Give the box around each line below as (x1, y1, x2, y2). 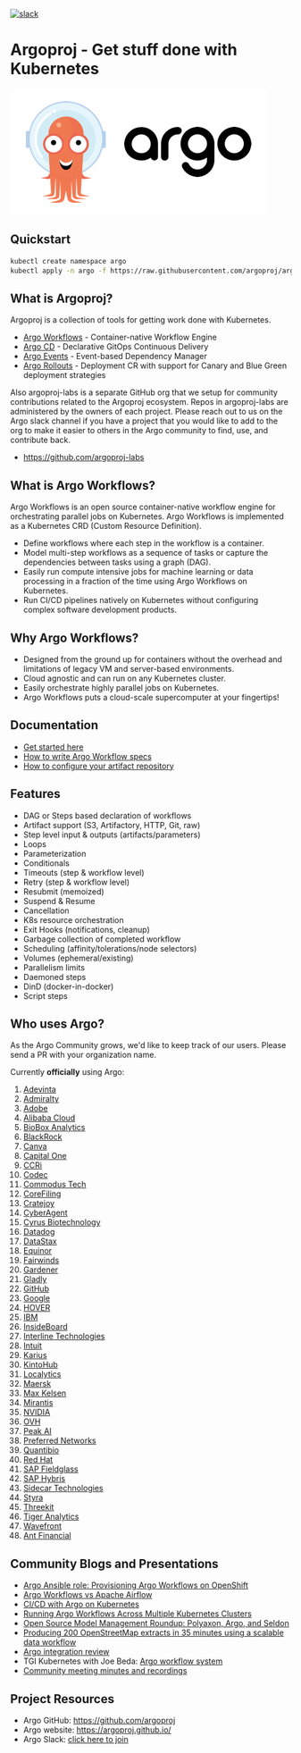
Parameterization (22, 848, 87, 859)
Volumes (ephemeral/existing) (22, 952, 134, 963)
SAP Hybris (22, 1473, 66, 1484)
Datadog (22, 1227, 55, 1237)
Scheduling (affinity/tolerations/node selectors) (22, 943, 197, 953)
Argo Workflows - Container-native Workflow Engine (22, 331, 217, 343)
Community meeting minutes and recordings (22, 1665, 188, 1676)
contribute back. (10, 434, 71, 446)
